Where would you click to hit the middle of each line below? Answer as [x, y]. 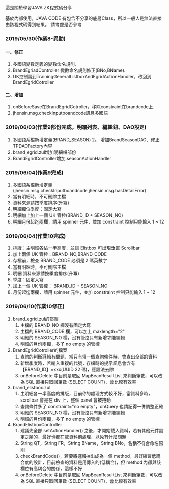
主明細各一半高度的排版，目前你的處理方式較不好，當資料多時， [86, 393]
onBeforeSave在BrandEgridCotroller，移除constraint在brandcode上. [83, 107]
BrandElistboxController [37, 424]
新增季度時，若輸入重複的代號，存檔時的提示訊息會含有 [77, 363]
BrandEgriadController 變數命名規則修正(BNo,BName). [69, 70]
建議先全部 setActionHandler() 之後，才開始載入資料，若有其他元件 [90, 430]
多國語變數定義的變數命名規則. [44, 64]
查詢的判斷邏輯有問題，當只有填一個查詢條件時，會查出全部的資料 [89, 357]
